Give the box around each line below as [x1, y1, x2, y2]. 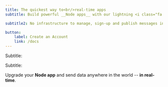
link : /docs [14, 39, 39, 44]
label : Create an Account [14, 34, 68, 40]
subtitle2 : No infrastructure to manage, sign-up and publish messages [5, 21, 157, 26]
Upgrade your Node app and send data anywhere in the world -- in [5, 72, 143, 78]
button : [5, 30, 21, 35]
